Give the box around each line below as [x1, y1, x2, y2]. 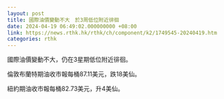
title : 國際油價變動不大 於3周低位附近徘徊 [7, 16, 119, 23]
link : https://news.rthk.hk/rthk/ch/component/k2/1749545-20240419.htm [7, 29, 217, 36]
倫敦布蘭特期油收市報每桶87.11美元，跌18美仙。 [7, 70, 141, 78]
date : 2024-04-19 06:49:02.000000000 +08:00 [7, 23, 137, 30]
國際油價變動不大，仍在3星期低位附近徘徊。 [7, 56, 132, 64]
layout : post [7, 10, 45, 17]
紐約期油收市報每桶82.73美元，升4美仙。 [7, 85, 124, 93]
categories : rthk [7, 36, 57, 43]
